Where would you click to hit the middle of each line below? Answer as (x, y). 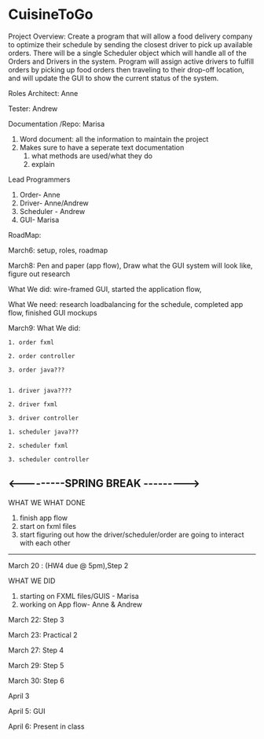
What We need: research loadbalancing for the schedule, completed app (126, 304)
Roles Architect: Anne (43, 93)
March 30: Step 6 (36, 680)
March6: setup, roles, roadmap (58, 250)
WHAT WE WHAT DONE (47, 502)
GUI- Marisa (39, 220)
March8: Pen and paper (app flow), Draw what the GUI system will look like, (130, 265)
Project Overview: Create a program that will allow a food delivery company (130, 36)
